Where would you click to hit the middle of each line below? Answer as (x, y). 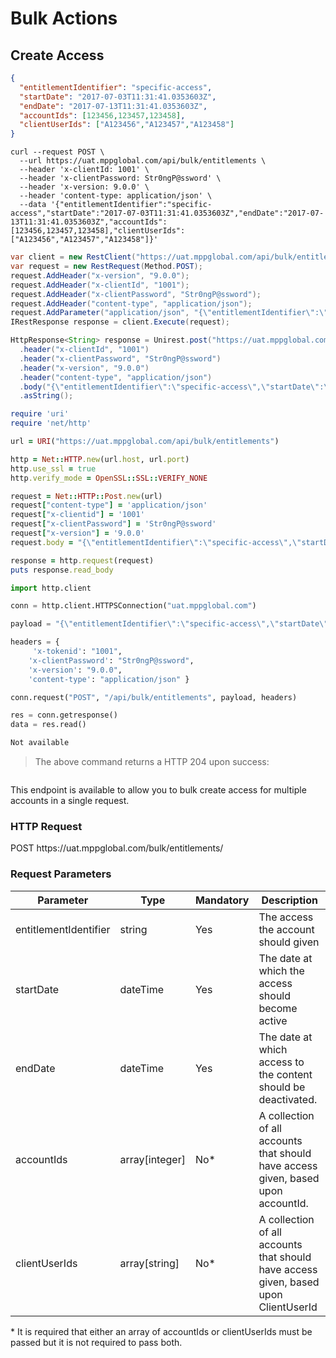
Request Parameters (61, 874)
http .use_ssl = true (53, 468)
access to (281, 1062)
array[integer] (152, 1159)
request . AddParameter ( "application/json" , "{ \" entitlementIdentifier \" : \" (169, 313)
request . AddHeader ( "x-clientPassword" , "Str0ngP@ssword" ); (136, 294)
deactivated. (288, 1099)
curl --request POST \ (57, 152)
